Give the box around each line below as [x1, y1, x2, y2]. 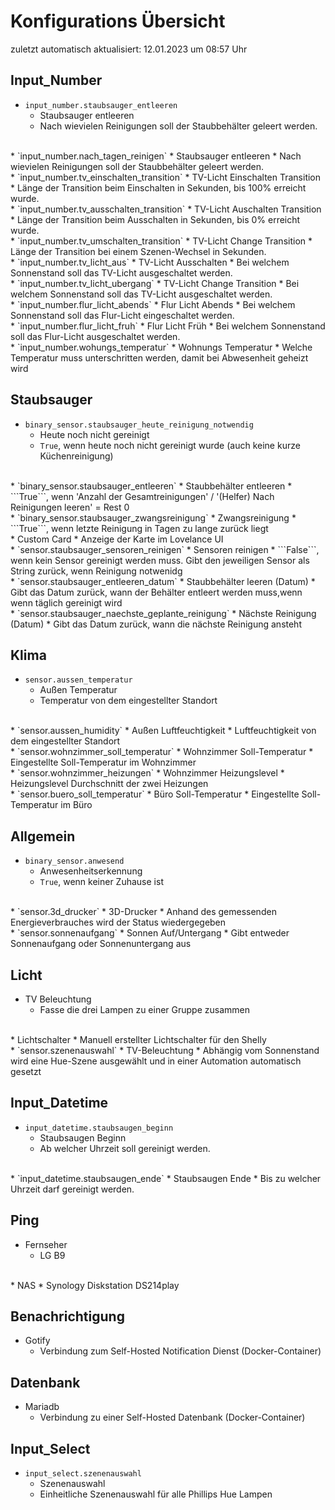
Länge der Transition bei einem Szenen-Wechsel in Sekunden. [10, 245, 267, 257]
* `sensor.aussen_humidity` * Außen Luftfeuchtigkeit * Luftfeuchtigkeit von [10, 725, 317, 737]
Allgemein [10, 828, 76, 845]
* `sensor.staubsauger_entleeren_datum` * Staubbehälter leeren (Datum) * [10, 575, 316, 587]
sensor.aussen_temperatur [24, 675, 133, 685]
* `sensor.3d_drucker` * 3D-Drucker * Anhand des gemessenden [10, 906, 277, 918]
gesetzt [10, 1066, 42, 1077]
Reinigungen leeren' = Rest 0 [10, 501, 130, 513]
